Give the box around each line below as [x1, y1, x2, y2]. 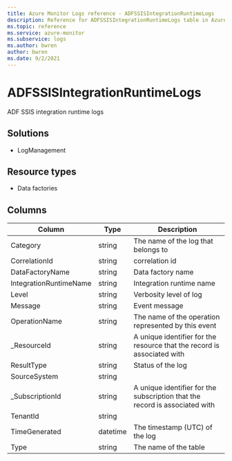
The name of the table [133, 442, 205, 452]
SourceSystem [10, 372, 59, 382]
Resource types [7, 166, 77, 177]
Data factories [17, 184, 58, 193]
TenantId [10, 411, 39, 421]
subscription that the [133, 391, 201, 401]
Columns [7, 204, 47, 216]
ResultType [10, 360, 47, 370]
